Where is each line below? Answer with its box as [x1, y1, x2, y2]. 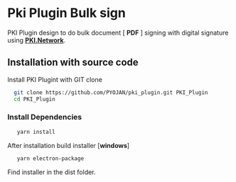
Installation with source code [7, 57, 139, 69]
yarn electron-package [16, 154, 84, 162]
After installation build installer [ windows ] [7, 141, 130, 149]
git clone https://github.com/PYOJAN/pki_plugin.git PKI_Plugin [14, 89, 208, 96]
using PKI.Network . [7, 35, 66, 44]
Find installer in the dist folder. [7, 168, 96, 176]
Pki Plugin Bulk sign [7, 5, 126, 21]
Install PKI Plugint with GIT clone [7, 75, 103, 84]
